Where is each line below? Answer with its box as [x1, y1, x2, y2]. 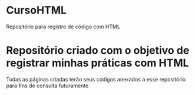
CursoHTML [6, 4, 67, 17]
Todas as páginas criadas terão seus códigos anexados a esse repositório [6, 76, 186, 83]
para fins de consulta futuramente [6, 82, 89, 89]
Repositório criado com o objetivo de [6, 44, 190, 57]
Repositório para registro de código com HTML [6, 23, 121, 30]
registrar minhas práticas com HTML [6, 57, 189, 70]
